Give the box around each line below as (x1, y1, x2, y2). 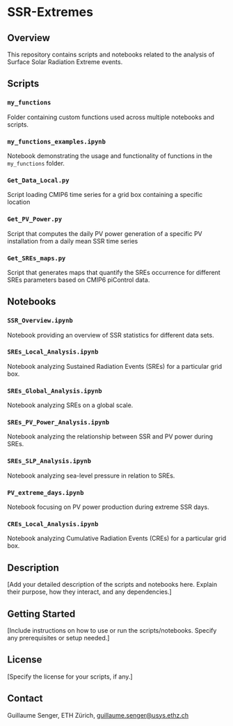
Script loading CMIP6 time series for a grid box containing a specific (7, 191, 203, 199)
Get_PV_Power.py (7, 215, 63, 223)
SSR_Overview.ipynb (7, 317, 73, 324)
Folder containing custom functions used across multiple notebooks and (7, 113, 214, 121)
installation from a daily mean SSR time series (7, 237, 138, 245)
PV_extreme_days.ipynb (7, 489, 84, 496)
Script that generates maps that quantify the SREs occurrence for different (7, 268, 220, 276)
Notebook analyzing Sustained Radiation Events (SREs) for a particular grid (7, 362, 223, 370)
